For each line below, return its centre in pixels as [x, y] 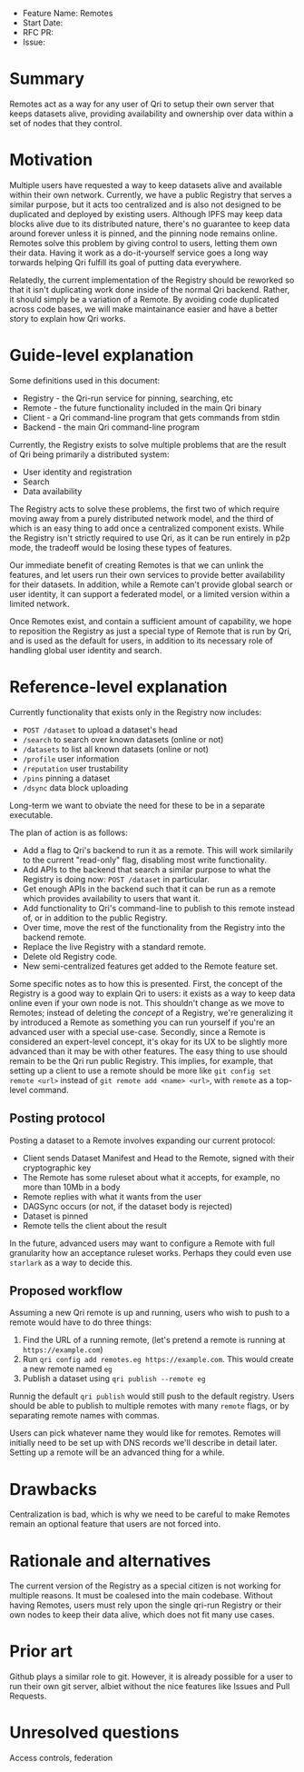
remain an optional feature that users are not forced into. [115, 1524]
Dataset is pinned [55, 1216]
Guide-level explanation [102, 356]
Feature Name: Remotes [68, 13]
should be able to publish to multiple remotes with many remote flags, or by [149, 1406]
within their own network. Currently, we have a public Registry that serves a [151, 194]
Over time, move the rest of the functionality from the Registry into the [154, 927]
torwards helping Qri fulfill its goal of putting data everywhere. [126, 262]
